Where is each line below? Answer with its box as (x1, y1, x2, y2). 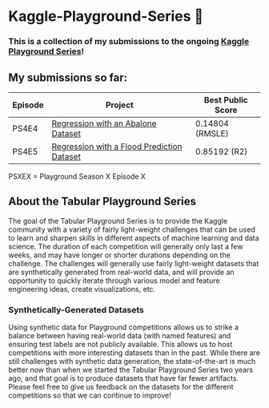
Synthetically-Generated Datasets (8, 304, 144, 315)
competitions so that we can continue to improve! (8, 390, 172, 400)
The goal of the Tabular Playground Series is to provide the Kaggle (8, 216, 228, 225)
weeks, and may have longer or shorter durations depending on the (8, 250, 231, 260)
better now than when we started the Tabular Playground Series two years (8, 365, 254, 375)
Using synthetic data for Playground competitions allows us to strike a (8, 322, 239, 332)
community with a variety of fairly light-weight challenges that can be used (8, 224, 256, 234)
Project (105, 99, 134, 111)
